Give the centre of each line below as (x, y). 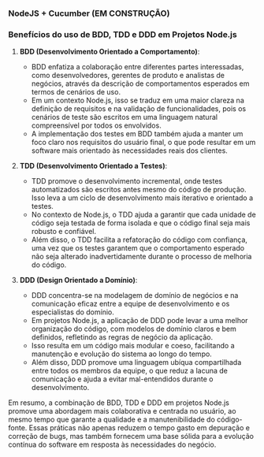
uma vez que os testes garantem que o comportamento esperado (138, 248)
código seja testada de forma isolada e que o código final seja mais (141, 223)
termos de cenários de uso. (76, 92)
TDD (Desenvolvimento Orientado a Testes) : (93, 166)
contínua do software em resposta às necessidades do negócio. (112, 444)
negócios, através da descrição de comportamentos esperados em (140, 84)
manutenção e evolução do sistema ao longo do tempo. (122, 354)
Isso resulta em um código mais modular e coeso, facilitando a (133, 346)
